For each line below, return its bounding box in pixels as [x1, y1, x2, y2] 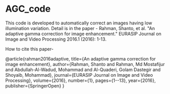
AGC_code [5, 3, 51, 15]
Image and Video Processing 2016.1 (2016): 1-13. [5, 36, 107, 42]
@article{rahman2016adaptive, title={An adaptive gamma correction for [5, 55, 156, 61]
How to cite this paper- [5, 46, 54, 52]
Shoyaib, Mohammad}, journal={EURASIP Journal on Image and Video [5, 72, 153, 78]
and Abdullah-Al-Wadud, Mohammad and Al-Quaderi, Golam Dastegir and [5, 67, 161, 73]
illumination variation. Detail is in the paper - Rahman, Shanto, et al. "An [5, 25, 155, 31]
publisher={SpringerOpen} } [5, 82, 65, 89]
